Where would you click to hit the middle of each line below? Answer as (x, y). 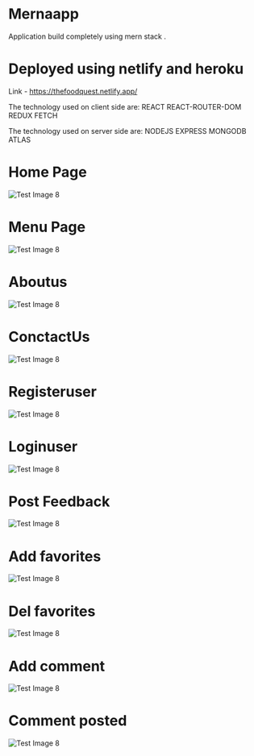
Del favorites (52, 611)
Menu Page (47, 227)
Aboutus (38, 282)
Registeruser (52, 391)
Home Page (48, 172)
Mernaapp (44, 14)
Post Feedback (59, 501)
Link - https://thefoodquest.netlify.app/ (73, 91)
